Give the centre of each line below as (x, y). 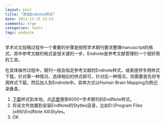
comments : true (21, 23)
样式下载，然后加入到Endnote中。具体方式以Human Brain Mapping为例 (81, 83)
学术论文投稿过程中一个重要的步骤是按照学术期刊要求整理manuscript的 (77, 47)
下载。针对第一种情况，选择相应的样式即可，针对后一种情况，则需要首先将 (81, 76)
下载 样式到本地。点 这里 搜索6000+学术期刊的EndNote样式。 (73, 99)
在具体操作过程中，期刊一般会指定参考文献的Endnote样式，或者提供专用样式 (82, 70)
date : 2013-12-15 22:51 (30, 19)
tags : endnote (20, 33)
